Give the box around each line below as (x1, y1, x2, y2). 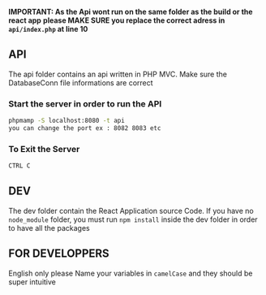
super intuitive (8, 276, 57, 287)
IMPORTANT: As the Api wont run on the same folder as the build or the (8, 7, 253, 16)
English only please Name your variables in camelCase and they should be (8, 268, 253, 278)
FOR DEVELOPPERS (8, 247, 109, 261)
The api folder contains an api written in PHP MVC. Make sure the (8, 69, 227, 79)
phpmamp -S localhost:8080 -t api (8, 117, 126, 125)
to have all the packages (8, 223, 91, 232)
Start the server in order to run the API (8, 98, 162, 109)
